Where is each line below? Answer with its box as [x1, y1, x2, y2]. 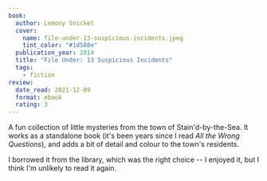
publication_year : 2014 [15, 49, 94, 57]
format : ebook [15, 93, 62, 101]
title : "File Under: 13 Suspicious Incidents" [15, 57, 173, 65]
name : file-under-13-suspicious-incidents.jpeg [22, 33, 183, 42]
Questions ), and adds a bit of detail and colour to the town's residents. [8, 140, 240, 149]
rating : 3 [15, 100, 48, 108]
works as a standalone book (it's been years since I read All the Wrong [8, 131, 241, 140]
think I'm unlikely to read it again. [8, 163, 117, 173]
